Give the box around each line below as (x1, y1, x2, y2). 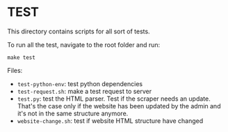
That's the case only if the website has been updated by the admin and (17, 101, 221, 110)
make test (7, 53, 36, 61)
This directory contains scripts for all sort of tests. (7, 27, 151, 35)
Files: (7, 66, 23, 74)
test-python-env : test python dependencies (17, 79, 143, 88)
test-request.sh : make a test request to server (17, 87, 152, 95)
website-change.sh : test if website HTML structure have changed (17, 116, 204, 125)
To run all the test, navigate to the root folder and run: (7, 40, 161, 49)
